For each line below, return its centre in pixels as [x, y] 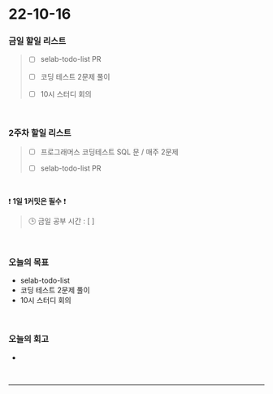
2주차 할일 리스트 [40, 132]
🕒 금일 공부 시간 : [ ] [61, 221]
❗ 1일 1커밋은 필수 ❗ [37, 201]
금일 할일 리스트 [37, 41]
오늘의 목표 [29, 262]
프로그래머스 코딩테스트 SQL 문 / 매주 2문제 [109, 152]
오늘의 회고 [29, 340]
